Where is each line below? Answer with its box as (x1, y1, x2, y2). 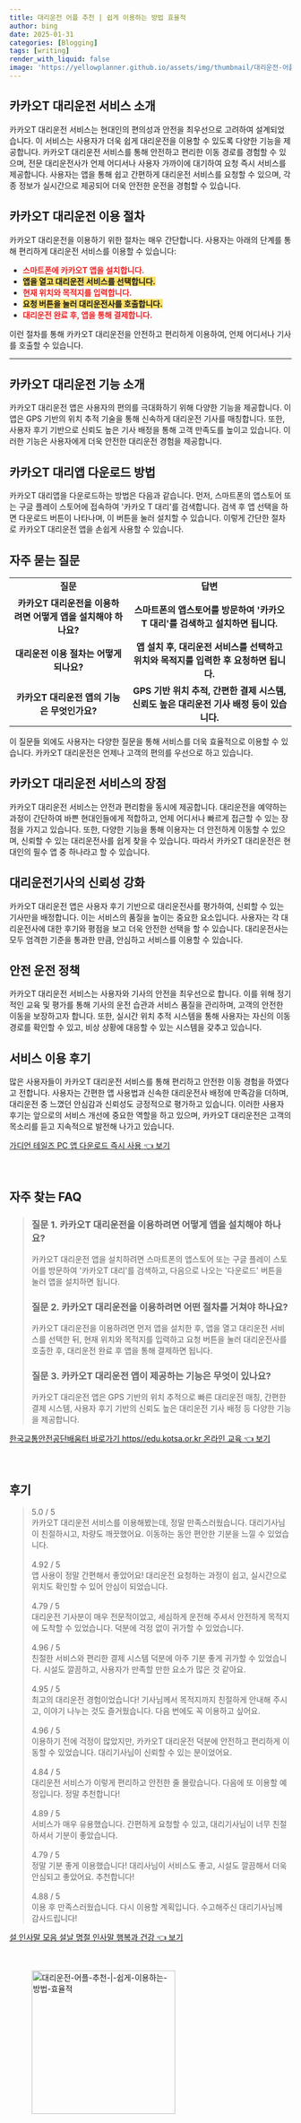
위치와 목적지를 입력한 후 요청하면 (133, 654, 267, 666)
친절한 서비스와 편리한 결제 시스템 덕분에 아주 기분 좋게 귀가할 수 (30, 1653, 256, 1664)
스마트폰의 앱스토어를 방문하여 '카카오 (133, 603, 285, 616)
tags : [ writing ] (9, 47, 70, 56)
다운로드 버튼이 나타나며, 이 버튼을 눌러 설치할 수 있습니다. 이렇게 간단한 (18, 513, 270, 524)
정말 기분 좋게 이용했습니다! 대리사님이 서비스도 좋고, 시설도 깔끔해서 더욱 (30, 1860, 288, 1871)
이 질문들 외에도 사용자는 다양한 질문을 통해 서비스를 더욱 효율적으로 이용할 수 (9, 736, 279, 747)
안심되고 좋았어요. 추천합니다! (30, 1871, 135, 1883)
